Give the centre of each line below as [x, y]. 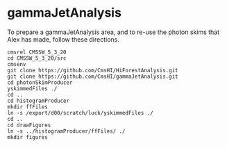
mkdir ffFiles [28, 107]
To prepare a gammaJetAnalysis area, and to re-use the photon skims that [113, 32]
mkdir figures [28, 137]
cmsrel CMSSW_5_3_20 [37, 52]
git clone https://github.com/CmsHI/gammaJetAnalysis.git [93, 76]
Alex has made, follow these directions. [63, 39]
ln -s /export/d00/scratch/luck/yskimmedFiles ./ [81, 113]
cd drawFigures [29, 125]
